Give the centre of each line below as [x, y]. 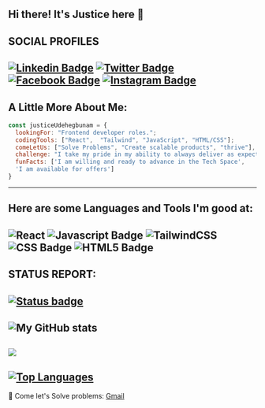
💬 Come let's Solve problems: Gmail [66, 396]
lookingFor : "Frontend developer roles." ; [86, 132]
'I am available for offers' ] [65, 169]
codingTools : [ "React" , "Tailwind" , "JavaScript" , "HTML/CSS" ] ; [125, 140]
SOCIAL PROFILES [54, 41]
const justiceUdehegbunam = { [58, 125]
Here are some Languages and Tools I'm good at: [131, 208]
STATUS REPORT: [52, 274]
